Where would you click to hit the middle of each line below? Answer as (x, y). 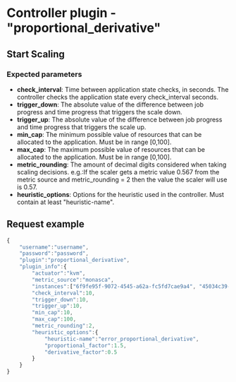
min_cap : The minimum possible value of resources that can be (109, 134)
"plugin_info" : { (43, 267)
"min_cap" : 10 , (52, 313)
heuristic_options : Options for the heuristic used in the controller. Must (120, 194)
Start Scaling (36, 54)
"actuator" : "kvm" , (59, 273)
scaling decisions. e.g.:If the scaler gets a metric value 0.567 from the (118, 172)
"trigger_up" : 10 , (57, 306)
